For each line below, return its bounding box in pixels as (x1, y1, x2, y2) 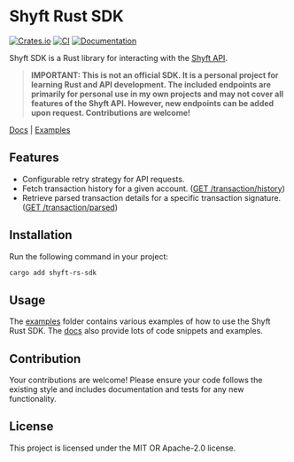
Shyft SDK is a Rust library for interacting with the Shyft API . (9, 52, 228, 63)
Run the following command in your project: (9, 250, 168, 262)
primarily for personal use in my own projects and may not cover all (30, 89, 284, 99)
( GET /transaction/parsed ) (21, 202, 118, 212)
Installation (9, 227, 73, 243)
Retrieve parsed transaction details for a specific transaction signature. (21, 192, 282, 203)
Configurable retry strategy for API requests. (21, 173, 185, 184)
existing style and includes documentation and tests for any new (9, 384, 244, 395)
